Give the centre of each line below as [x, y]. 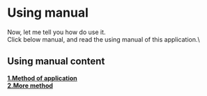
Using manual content [56, 62]
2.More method [30, 86]
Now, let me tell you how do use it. [56, 32]
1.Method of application [43, 78]
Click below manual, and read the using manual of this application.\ [103, 39]
